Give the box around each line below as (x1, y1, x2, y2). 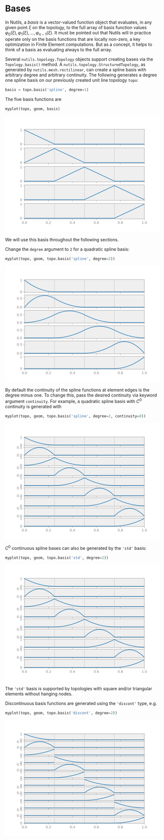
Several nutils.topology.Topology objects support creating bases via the (5, 56, 153, 62)
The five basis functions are (5, 96, 62, 102)
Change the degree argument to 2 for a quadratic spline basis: (5, 246, 130, 252)
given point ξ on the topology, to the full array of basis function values (5, 24, 147, 30)
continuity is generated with (5, 403, 62, 409)
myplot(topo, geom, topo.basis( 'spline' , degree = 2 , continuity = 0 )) (5, 414, 146, 419)
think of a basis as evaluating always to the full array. (5, 46, 112, 52)
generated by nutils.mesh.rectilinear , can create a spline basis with (5, 67, 146, 72)
